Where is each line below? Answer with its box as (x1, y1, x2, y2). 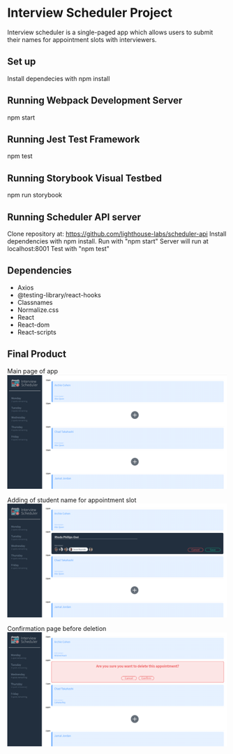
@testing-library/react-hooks (17, 290, 101, 299)
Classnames (17, 298, 54, 306)
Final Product (7, 348, 66, 360)
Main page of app (7, 367, 58, 375)
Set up (7, 56, 36, 68)
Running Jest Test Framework (7, 133, 140, 145)
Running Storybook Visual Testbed (7, 172, 163, 184)
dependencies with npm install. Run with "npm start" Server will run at (7, 237, 209, 246)
